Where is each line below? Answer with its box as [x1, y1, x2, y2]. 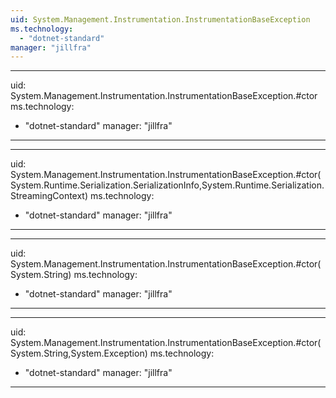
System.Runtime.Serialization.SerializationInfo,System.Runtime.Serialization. [10, 179, 325, 191]
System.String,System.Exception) [10, 347, 148, 360]
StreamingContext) [10, 190, 89, 202]
